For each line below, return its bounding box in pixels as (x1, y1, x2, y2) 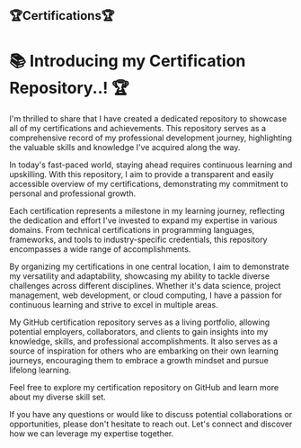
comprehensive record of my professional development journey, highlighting (9, 132, 292, 143)
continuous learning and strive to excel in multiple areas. (9, 300, 218, 310)
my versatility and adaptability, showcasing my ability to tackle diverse (9, 271, 270, 282)
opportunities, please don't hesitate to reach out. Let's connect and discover (9, 418, 293, 430)
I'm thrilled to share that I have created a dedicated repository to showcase (9, 113, 288, 124)
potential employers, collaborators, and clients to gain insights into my (9, 327, 269, 337)
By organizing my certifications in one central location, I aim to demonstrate (9, 261, 289, 273)
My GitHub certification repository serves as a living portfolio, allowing (9, 317, 270, 327)
